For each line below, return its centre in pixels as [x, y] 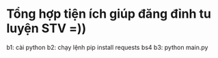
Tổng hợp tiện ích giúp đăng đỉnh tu [109, 14]
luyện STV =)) [46, 28]
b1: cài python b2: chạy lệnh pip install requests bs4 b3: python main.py [107, 47]
